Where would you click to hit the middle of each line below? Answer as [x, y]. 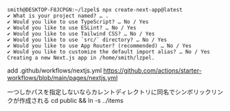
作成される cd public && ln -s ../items [71, 100]
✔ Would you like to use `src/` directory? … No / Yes [87, 40]
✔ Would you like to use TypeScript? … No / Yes [78, 22]
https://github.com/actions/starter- [153, 71]
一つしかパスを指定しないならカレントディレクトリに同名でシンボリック [109, 92]
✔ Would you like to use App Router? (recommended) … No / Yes [100, 46]
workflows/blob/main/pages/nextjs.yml [62, 78]
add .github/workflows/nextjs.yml [55, 71]
